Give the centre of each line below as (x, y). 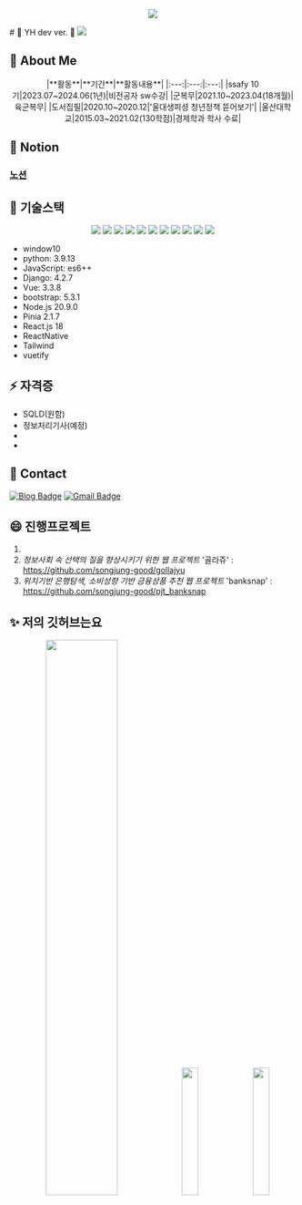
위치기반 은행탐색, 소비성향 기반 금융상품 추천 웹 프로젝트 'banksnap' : (147, 581)
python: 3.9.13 (49, 258)
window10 (41, 248)
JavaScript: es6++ (57, 268)
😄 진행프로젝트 (50, 526)
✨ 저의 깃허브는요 (56, 622)
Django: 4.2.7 (48, 277)
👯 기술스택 (37, 207)
